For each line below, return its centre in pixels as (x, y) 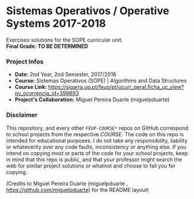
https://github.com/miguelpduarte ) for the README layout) (77, 190)
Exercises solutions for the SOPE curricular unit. (64, 40)
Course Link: (31, 87)
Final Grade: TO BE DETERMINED (47, 46)
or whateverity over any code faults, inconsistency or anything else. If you (96, 147)
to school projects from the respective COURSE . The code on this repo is (95, 134)
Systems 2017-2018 (56, 23)
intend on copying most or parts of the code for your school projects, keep (97, 153)
